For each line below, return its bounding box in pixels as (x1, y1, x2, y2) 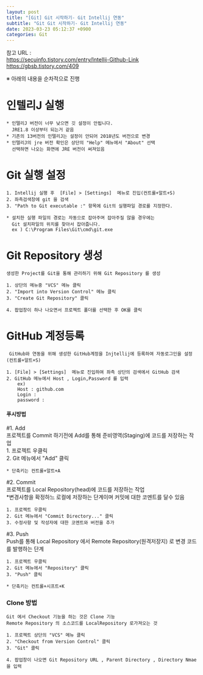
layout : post (6, 9, 40, 15)
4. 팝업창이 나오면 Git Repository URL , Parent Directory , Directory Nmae (6, 657, 197, 663)
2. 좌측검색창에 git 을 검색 (6, 196, 69, 202)
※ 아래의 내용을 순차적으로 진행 (6, 75, 80, 82)
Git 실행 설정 (6, 168, 66, 182)
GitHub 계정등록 (6, 329, 85, 343)
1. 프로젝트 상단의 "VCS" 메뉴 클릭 (6, 632, 85, 638)
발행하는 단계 (12, 545, 45, 552)
